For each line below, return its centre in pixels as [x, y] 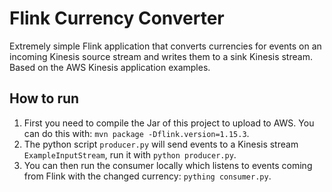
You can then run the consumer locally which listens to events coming [168, 165]
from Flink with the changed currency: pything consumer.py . [147, 176]
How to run [44, 98]
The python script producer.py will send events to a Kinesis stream [161, 144]
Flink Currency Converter [117, 18]
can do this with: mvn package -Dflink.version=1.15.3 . [136, 133]
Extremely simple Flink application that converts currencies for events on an [165, 46]
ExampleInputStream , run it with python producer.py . [130, 154]
